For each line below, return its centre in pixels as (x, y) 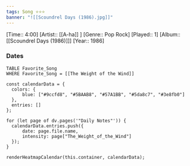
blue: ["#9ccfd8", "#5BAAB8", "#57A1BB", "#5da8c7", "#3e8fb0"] (103, 94)
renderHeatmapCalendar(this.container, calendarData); (76, 157)
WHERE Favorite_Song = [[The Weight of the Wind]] (70, 73)
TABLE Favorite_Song (32, 68)
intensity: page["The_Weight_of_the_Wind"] (77, 136)
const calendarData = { (36, 84)
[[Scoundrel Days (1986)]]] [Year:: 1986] (55, 41)
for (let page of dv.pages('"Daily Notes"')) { (66, 121)
